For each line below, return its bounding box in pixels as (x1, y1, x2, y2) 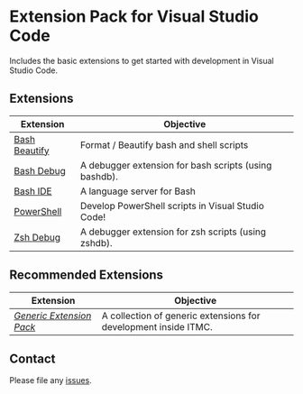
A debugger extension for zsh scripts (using (79, 225, 267, 238)
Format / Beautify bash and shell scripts (79, 138, 249, 151)
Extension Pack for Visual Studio (9, 6, 259, 27)
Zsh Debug (14, 231, 61, 243)
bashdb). (79, 170, 119, 182)
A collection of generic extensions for (101, 309, 261, 322)
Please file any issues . (9, 375, 92, 386)
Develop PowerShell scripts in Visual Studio (79, 199, 264, 212)
